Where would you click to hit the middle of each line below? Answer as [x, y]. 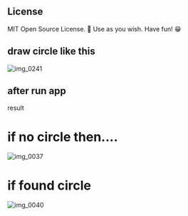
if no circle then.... [63, 137]
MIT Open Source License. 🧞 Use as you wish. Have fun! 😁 [94, 29]
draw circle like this [51, 52]
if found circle [49, 185]
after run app [37, 91]
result [16, 108]
